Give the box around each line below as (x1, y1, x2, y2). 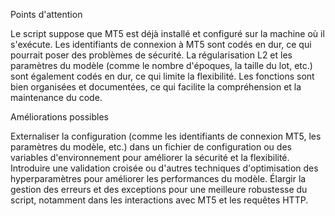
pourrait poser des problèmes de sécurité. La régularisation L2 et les (10, 49, 293, 61)
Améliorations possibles (10, 111, 110, 123)
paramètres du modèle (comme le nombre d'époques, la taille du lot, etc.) (10, 60, 313, 71)
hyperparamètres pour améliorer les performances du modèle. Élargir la (10, 173, 307, 184)
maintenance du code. (10, 92, 103, 103)
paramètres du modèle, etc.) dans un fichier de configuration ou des (10, 141, 292, 153)
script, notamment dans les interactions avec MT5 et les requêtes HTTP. (10, 194, 309, 206)
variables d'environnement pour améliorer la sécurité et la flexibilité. (10, 152, 290, 163)
